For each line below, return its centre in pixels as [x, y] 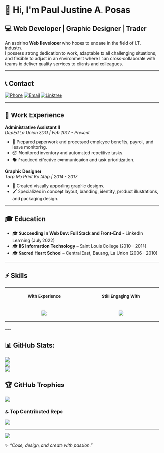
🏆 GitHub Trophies [35, 385]
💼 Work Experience [35, 115]
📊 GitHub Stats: [30, 345]
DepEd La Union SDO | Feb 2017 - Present [48, 132]
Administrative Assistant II [32, 127]
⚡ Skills [16, 276]
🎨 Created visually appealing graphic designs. [58, 186]
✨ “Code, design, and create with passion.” [49, 445]
